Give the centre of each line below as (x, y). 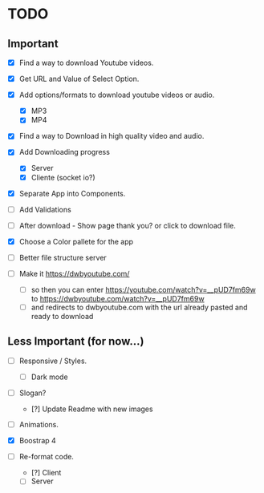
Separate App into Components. (72, 193)
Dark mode (50, 377)
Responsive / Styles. (53, 361)
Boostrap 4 (38, 441)
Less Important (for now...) (76, 341)
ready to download (62, 317)
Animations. (39, 425)
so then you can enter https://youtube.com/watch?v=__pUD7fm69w (143, 289)
